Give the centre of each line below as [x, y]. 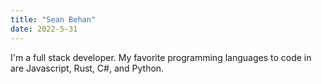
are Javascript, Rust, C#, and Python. [87, 68]
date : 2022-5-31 [44, 29]
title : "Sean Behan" [53, 19]
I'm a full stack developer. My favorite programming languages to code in [161, 57]
